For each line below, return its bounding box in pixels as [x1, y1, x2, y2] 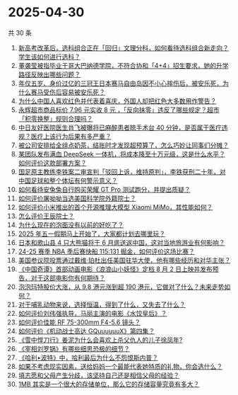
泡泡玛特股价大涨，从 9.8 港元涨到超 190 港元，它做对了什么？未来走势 [18, 282, 225, 291]
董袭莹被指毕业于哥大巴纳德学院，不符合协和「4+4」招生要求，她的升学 [18, 61, 229, 69]
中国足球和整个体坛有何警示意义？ [18, 176, 118, 185]
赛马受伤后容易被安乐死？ [30, 88, 105, 96]
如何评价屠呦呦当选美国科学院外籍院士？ [18, 194, 136, 202]
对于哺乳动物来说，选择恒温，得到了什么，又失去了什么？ [18, 300, 186, 309]
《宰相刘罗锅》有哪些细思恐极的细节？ [18, 344, 130, 353]
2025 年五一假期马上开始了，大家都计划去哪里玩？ [18, 229, 165, 238]
